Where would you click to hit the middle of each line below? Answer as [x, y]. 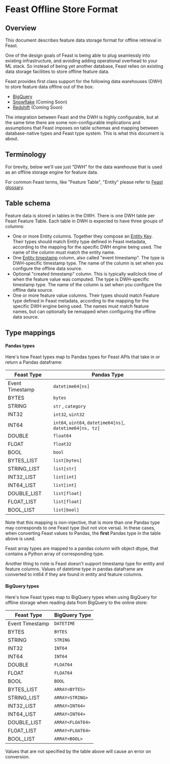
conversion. [17, 757]
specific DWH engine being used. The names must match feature [81, 306]
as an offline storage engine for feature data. [52, 172]
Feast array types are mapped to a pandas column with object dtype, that [82, 549]
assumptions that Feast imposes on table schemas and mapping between [82, 128]
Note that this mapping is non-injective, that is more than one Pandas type [83, 522]
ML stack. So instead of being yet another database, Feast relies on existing [84, 66]
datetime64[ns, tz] [76, 428]
